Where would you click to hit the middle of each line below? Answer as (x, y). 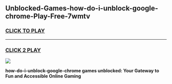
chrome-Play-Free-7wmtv (48, 17)
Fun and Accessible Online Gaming (43, 76)
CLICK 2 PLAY (23, 50)
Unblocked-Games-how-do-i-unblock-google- (82, 8)
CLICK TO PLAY (25, 31)
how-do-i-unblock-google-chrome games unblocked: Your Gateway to (82, 70)
